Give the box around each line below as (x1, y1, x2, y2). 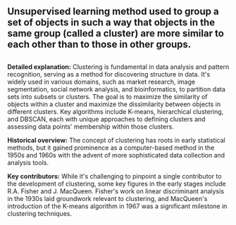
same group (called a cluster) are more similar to (7, 27, 224, 39)
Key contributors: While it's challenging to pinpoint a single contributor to (7, 172, 222, 180)
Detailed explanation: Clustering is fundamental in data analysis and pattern (7, 63, 230, 71)
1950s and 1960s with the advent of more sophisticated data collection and (7, 150, 225, 159)
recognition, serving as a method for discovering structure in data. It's (7, 70, 211, 78)
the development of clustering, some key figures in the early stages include (7, 179, 227, 188)
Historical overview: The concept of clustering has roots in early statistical (7, 136, 225, 144)
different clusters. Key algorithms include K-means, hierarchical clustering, (7, 107, 224, 115)
